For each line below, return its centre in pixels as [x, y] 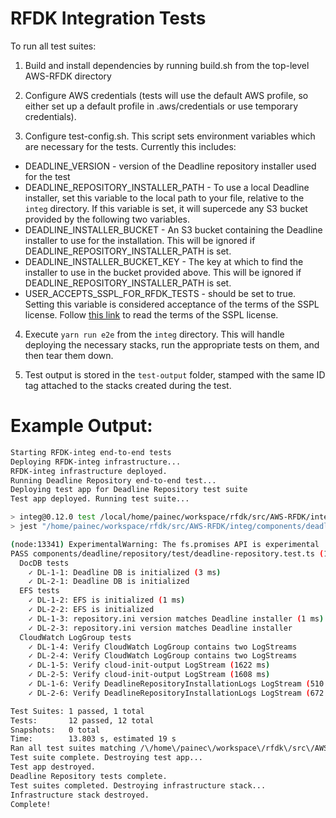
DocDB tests [44, 563]
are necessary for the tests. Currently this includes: [130, 146]
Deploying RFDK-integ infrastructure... [96, 462]
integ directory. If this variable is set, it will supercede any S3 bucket [166, 208]
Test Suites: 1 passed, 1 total [77, 711]
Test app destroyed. [53, 767]
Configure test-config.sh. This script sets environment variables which [170, 136]
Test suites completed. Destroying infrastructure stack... [138, 785]
